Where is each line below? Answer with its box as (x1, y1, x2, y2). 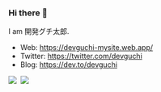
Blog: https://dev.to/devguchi (19, 60, 118, 69)
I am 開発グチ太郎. (8, 27, 70, 36)
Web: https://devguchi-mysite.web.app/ (19, 43, 154, 52)
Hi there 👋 (8, 7, 49, 19)
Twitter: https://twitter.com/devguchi (19, 52, 143, 61)
